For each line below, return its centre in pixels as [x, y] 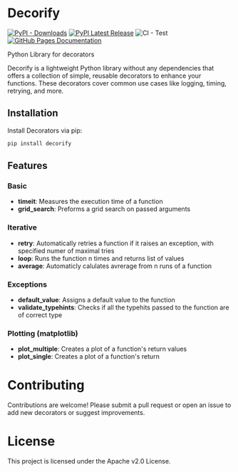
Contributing [46, 385]
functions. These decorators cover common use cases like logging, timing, [117, 83]
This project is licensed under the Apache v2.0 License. [89, 461]
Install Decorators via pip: [45, 130]
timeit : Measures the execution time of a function [90, 202]
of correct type [40, 314]
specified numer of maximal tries [66, 250]
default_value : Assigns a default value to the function [97, 299]
